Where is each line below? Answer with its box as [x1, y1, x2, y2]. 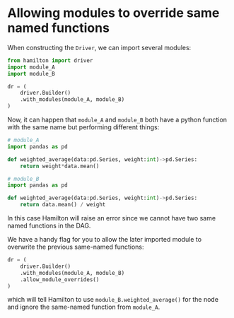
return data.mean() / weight [20, 201, 106, 208]
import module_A [7, 64, 55, 71]
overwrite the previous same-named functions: [7, 242, 144, 252]
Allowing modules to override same [7, 5, 220, 21]
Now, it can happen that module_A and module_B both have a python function [7, 115, 228, 124]
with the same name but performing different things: [7, 123, 160, 131]
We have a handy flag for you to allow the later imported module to [7, 235, 202, 244]
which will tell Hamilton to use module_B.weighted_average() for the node [7, 295, 219, 304]
